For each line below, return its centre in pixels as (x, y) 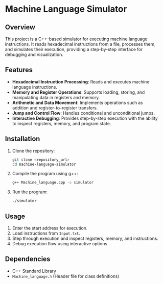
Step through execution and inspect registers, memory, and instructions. (85, 238)
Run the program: (30, 192)
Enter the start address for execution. (50, 228)
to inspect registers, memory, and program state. (61, 123)
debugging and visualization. (34, 54)
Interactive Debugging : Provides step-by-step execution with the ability (85, 118)
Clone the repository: (34, 151)
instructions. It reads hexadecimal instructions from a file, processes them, (80, 44)
